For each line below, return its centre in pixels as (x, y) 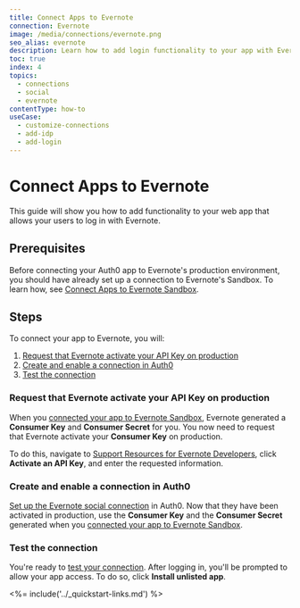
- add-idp (35, 134)
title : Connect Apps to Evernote (71, 17)
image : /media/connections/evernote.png (86, 34)
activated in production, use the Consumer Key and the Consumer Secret (146, 515)
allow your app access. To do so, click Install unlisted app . (117, 577)
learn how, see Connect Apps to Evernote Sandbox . (104, 289)
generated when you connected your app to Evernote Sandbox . (126, 524)
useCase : (25, 117)
